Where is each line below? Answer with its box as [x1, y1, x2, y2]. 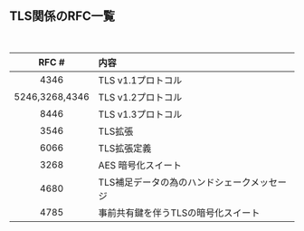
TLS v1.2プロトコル [98, 91, 183, 103]
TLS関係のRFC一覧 [9, 8, 116, 24]
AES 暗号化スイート [98, 159, 183, 171]
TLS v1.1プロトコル [98, 73, 183, 86]
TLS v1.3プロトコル [98, 108, 183, 120]
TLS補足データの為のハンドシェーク [98, 176, 252, 188]
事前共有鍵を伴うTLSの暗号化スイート [98, 207, 261, 219]
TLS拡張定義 [98, 141, 152, 154]
